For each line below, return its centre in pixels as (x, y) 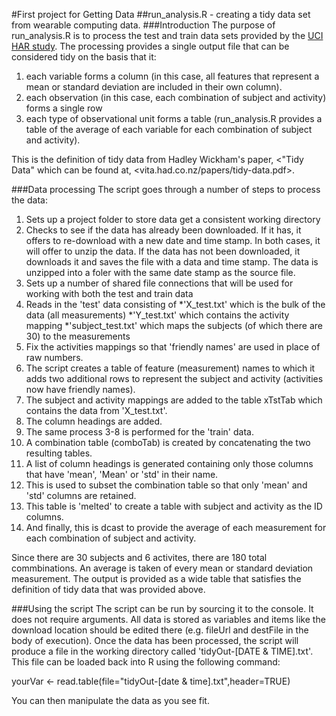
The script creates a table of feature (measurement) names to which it (170, 368)
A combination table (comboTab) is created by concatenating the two (168, 442)
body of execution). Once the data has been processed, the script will (155, 640)
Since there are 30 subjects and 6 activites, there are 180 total (139, 557)
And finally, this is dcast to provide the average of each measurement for (176, 527)
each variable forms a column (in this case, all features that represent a (172, 76)
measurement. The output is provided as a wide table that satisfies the (156, 578)
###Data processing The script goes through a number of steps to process (166, 189)
